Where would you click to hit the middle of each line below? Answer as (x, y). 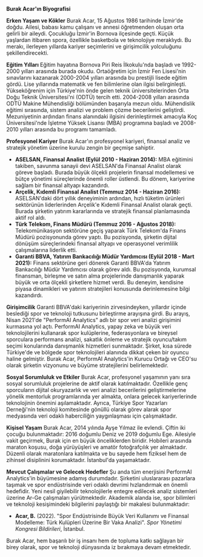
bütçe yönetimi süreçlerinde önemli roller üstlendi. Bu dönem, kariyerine (105, 179)
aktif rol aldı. (31, 218)
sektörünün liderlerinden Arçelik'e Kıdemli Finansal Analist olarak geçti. (104, 205)
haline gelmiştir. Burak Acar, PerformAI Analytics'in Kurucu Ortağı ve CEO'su (101, 359)
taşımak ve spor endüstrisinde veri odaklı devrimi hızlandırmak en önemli (97, 485)
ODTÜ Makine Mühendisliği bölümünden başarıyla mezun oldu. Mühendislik (101, 103)
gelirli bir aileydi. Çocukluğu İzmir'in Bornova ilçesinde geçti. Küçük (90, 33)
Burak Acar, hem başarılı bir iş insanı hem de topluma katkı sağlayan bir (95, 541)
